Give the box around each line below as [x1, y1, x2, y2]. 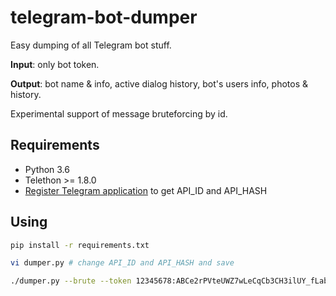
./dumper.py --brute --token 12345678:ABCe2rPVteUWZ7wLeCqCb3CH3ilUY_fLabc [10, 276, 333, 286]
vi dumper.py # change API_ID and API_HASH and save [10, 258, 235, 268]
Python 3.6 [24, 163, 70, 175]
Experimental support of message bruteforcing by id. [10, 107, 228, 120]
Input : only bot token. [10, 58, 100, 70]
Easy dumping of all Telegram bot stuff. [10, 39, 172, 51]
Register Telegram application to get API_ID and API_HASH [24, 184, 268, 196]
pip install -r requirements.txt [10, 240, 150, 250]
